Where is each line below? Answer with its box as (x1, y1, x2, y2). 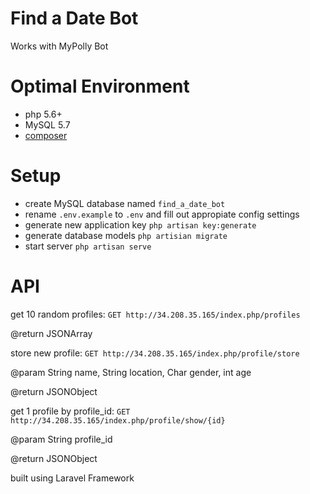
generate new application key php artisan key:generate (24, 218, 257, 231)
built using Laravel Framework (10, 472, 135, 484)
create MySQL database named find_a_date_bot (24, 197, 226, 209)
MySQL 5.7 (24, 118, 71, 131)
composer (24, 129, 68, 141)
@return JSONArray (10, 327, 93, 339)
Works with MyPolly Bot (10, 40, 109, 52)
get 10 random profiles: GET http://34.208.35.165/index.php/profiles (10, 308, 301, 320)
